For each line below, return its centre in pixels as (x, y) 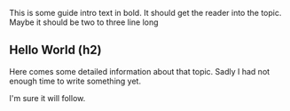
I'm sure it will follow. (47, 98)
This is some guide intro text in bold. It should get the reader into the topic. (145, 13)
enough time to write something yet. (75, 81)
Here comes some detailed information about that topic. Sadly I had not (140, 71)
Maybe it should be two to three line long (84, 22)
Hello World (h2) (55, 50)
